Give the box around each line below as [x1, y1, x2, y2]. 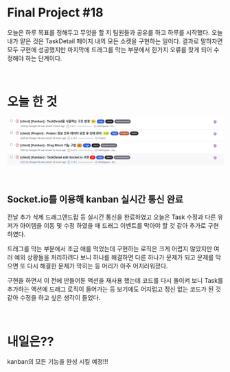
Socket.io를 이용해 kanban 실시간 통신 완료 [7, 194, 184, 205]
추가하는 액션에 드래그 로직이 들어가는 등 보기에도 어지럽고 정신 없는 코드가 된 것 [7, 285, 222, 293]
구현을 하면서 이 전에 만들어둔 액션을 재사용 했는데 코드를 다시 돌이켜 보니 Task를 [7, 277, 224, 285]
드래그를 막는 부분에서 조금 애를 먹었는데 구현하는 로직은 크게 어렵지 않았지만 [7, 245, 213, 253]
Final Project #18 [7, 5, 104, 21]
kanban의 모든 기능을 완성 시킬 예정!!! [7, 358, 108, 366]
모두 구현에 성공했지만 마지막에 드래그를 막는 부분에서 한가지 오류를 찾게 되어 [7, 45, 213, 54]
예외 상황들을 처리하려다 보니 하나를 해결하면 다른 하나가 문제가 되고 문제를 [14, 253, 214, 261]
